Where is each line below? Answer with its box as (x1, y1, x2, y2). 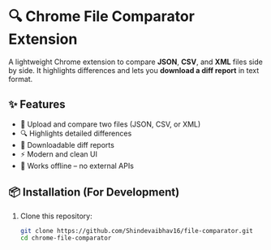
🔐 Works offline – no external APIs (19, 161, 134, 170)
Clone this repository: (19, 211, 92, 221)
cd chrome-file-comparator (19, 234, 112, 243)
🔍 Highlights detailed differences (19, 128, 132, 138)
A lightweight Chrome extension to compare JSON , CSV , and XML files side (8, 57, 264, 67)
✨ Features (8, 97, 66, 111)
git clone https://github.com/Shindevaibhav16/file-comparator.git (19, 226, 253, 235)
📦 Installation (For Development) (8, 185, 180, 200)
